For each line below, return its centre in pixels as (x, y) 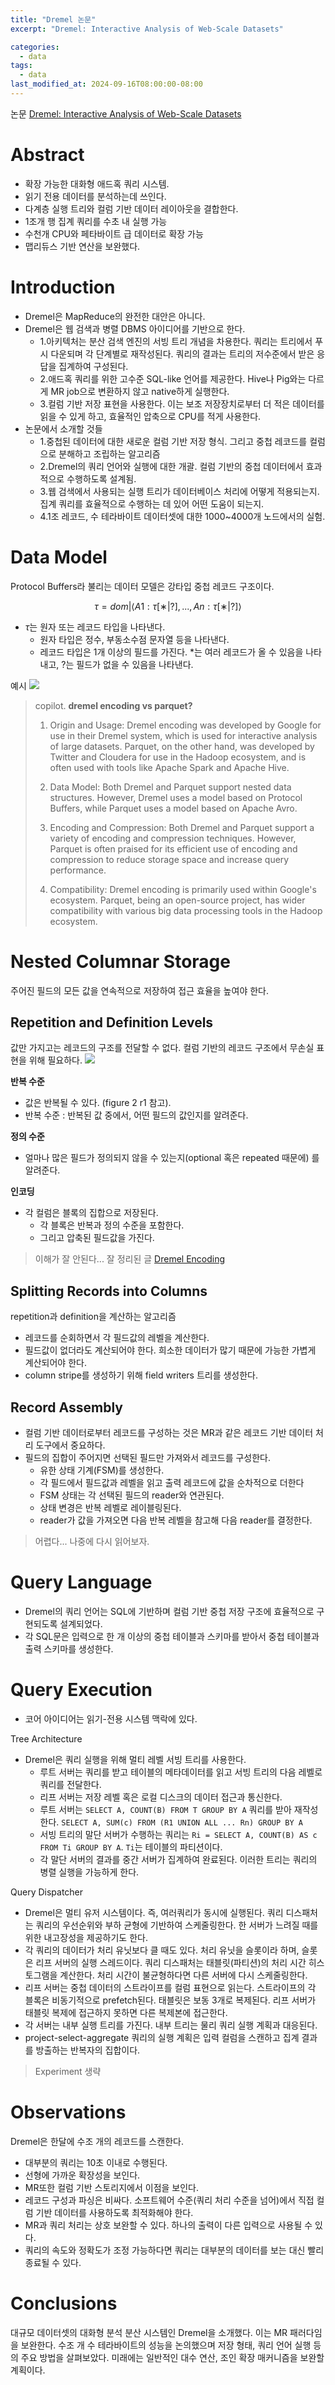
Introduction (63, 287)
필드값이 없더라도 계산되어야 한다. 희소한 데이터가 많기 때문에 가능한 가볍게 (170, 1350)
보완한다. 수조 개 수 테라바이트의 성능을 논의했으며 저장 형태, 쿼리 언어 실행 (166, 2345)
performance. (78, 870)
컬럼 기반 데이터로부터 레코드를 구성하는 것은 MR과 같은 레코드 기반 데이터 (169, 1433)
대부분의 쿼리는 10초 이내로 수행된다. (96, 2162)
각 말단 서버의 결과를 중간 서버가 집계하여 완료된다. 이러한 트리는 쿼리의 (178, 1859)
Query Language (81, 1582)
